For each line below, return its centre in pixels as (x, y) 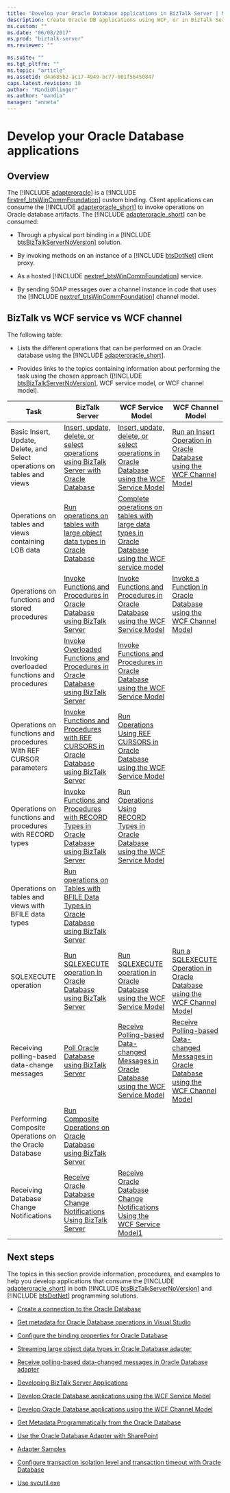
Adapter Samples (41, 1449)
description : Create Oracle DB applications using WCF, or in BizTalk (110, 20)
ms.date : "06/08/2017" (39, 33)
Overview (28, 176)
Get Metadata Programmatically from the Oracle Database (99, 1422)
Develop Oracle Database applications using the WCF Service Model (114, 1396)
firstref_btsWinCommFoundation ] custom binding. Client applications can (110, 200)
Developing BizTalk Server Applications (72, 1383)
